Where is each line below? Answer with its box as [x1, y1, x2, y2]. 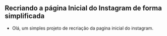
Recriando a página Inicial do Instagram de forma [5, 4, 162, 12]
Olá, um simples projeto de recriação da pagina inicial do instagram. [12, 25, 153, 31]
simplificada [5, 12, 45, 20]
